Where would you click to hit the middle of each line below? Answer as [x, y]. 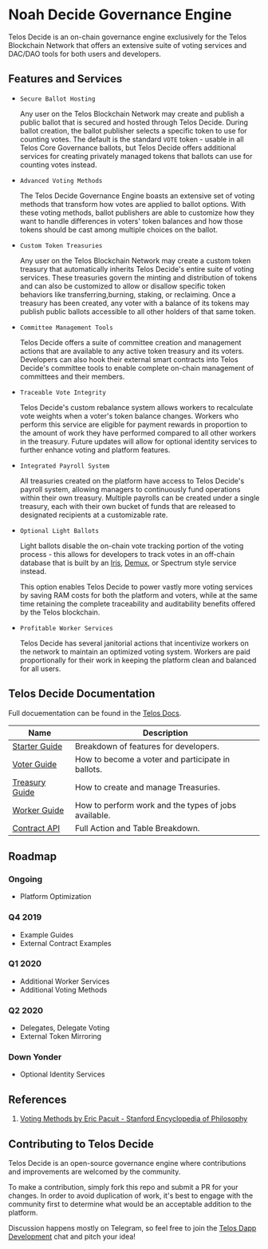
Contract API [36, 828]
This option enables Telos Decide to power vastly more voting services [136, 587]
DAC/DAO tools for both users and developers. [85, 54]
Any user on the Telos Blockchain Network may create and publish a [132, 113]
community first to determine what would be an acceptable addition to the [130, 1204]
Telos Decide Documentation [82, 694]
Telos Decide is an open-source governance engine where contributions [127, 1163]
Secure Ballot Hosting [57, 99]
